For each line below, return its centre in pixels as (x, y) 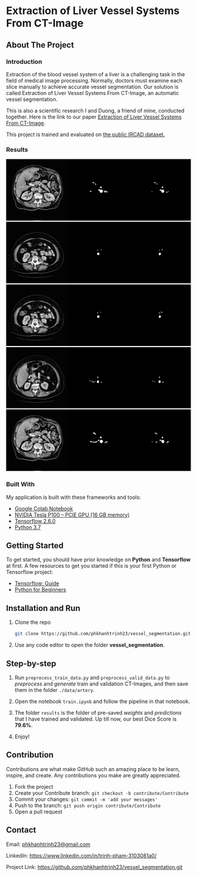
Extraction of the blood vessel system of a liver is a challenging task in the (96, 74)
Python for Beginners (40, 590)
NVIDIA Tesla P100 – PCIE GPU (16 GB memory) (72, 515)
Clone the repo (33, 622)
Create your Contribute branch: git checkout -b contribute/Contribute (102, 793)
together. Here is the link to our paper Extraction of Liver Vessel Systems (94, 117)
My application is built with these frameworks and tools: (74, 497)
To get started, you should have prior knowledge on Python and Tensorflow (98, 560)
